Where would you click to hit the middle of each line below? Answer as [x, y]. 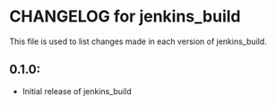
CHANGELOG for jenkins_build [125, 17]
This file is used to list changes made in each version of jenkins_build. [138, 41]
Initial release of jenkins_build [77, 91]
